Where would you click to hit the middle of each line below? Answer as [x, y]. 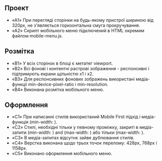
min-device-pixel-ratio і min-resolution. [68, 84]
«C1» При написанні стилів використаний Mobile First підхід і [76, 117]
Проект [17, 8]
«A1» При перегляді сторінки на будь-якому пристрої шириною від [83, 20]
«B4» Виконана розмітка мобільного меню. [58, 89]
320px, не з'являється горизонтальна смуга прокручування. [76, 25]
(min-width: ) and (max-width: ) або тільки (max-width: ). [86, 132]
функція [20, 122]
